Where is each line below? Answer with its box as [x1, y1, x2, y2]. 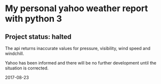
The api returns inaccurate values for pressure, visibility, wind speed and [5, 46, 150, 51]
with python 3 [5, 13, 62, 24]
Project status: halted [5, 33, 72, 41]
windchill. [5, 50, 24, 56]
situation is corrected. [5, 65, 49, 71]
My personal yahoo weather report [5, 3, 148, 14]
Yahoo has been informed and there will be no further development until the [5, 60, 157, 66]
